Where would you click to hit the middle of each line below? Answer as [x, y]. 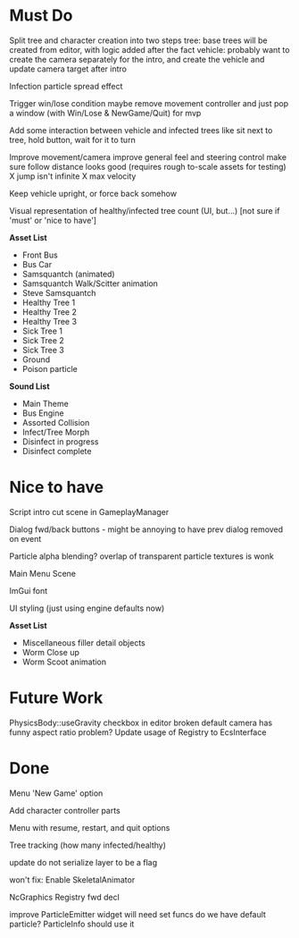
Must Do [41, 16]
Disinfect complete [57, 451]
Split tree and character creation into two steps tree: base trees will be [138, 40]
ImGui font [29, 590]
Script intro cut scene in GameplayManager [89, 511]
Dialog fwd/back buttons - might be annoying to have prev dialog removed [146, 529]
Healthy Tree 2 [50, 312]
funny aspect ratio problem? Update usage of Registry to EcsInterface [138, 732]
